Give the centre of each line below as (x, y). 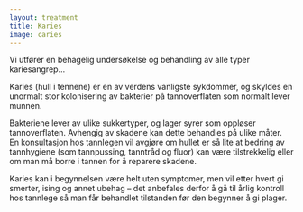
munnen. (26, 106)
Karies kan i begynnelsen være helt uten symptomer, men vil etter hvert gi (147, 179)
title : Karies (36, 26)
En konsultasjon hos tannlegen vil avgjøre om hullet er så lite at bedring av (147, 142)
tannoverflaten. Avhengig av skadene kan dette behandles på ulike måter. (146, 133)
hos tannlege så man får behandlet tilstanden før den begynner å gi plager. (148, 198)
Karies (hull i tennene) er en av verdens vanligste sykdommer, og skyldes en (151, 87)
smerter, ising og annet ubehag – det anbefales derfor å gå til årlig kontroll (147, 189)
